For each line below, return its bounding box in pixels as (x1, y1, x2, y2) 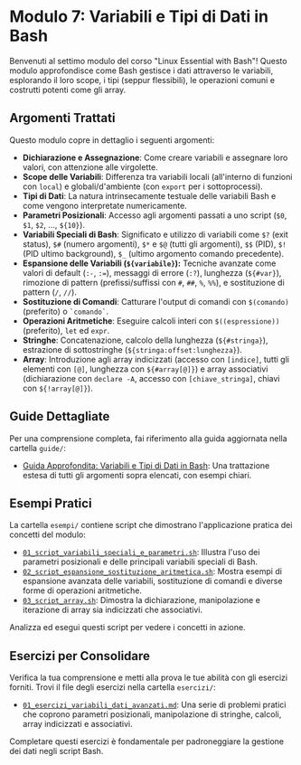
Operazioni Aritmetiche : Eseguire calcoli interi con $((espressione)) (22, 315, 280, 326)
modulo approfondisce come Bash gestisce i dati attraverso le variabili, (9, 65, 274, 76)
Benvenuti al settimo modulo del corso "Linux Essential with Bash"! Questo (9, 55, 287, 66)
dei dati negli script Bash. (9, 746, 104, 757)
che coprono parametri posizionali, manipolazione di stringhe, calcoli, (22, 709, 282, 720)
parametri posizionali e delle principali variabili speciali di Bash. (22, 556, 259, 567)
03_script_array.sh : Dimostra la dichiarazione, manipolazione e (22, 595, 260, 606)
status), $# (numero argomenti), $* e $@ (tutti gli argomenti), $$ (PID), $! (22, 238, 287, 250)
